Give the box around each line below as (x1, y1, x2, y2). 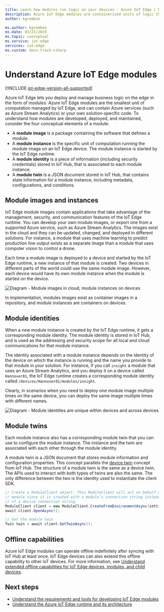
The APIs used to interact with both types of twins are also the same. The (5, 470, 153, 476)
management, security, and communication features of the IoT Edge (5, 214, 142, 220)
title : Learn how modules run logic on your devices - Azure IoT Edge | (5, 7, 156, 12)
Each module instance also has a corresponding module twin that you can (5, 435, 154, 440)
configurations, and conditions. (12, 182, 75, 188)
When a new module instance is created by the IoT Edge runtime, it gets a (5, 327, 154, 333)
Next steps (5, 583, 39, 591)
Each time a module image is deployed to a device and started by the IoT (5, 255, 151, 261)
